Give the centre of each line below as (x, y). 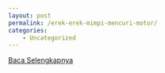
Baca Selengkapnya (41, 60)
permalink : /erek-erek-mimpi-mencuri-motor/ (83, 23)
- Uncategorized (50, 38)
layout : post (30, 15)
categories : (28, 30)
